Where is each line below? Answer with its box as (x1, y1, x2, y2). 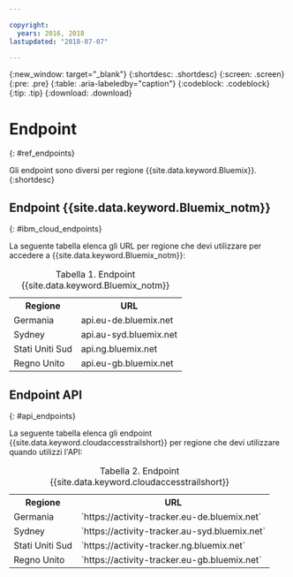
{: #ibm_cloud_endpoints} (9, 224, 102, 234)
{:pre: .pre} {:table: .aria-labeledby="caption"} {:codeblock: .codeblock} (9, 79, 271, 89)
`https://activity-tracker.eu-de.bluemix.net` (80, 510, 262, 522)
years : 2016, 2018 (17, 28, 86, 38)
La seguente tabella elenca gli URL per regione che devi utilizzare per (9, 240, 262, 252)
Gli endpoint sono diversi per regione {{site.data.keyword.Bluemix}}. (9, 165, 258, 176)
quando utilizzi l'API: (9, 446, 83, 457)
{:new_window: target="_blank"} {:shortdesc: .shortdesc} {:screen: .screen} (9, 69, 285, 80)
